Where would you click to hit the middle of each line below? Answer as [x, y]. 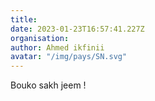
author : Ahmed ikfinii [57, 47]
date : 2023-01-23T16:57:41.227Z [77, 29]
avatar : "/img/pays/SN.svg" [69, 57]
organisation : [40, 38]
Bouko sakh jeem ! [48, 85]
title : [24, 19]
